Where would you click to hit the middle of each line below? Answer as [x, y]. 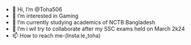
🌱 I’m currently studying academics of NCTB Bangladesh [84, 22]
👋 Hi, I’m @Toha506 [37, 9]
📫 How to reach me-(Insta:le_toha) [56, 36]
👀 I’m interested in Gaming [45, 16]
